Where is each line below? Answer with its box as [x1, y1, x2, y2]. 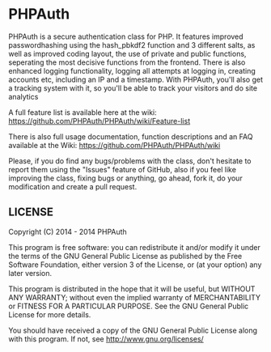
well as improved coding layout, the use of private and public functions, [8, 49, 247, 58]
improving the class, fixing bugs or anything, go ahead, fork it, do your [8, 173, 243, 183]
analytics [8, 91, 39, 101]
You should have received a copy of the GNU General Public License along [8, 325, 257, 335]
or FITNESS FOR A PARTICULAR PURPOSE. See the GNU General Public [8, 301, 249, 311]
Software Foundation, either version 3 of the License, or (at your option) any [8, 260, 262, 269]
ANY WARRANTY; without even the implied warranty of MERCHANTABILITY [8, 292, 261, 302]
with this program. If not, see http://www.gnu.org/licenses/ [8, 333, 204, 344]
